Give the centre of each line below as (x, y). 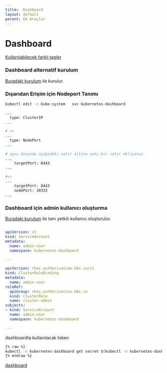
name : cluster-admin (31, 301)
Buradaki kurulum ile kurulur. (34, 81)
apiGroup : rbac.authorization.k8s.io (49, 291)
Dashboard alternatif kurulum (42, 70)
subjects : (15, 306)
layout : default (22, 14)
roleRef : (14, 287)
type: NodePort (25, 140)
